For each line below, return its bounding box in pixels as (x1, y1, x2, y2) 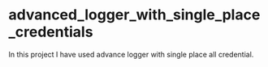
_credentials (8, 23, 93, 41)
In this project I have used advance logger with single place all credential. (8, 49, 254, 59)
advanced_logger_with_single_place (8, 6, 261, 24)
